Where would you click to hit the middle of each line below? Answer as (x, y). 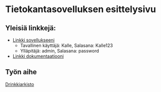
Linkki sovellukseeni (33, 40)
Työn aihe (21, 72)
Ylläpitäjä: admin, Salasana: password (59, 51)
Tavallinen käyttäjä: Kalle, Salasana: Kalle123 (66, 45)
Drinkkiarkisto (20, 84)
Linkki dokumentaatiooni (38, 56)
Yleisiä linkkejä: (31, 28)
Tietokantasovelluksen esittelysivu (81, 9)
